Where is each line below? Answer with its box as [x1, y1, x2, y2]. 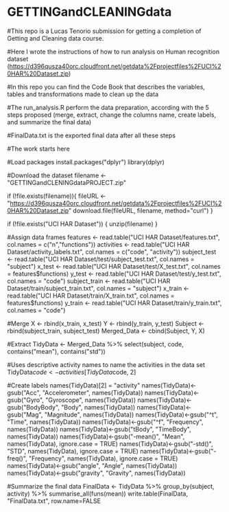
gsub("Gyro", [7, 396, 45, 404]
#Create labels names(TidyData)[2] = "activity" [7, 381, 141, 389]
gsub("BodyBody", [7, 403, 60, 411]
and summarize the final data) [7, 118, 92, 126]
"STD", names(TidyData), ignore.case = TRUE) [7, 447, 139, 455]
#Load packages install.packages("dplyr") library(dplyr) [7, 157, 165, 166]
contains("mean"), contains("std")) [7, 347, 106, 355]
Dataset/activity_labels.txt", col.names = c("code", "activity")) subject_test [7, 247, 217, 256]
